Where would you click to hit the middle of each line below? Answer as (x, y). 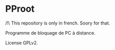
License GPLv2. (22, 43)
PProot (20, 9)
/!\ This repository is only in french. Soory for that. (58, 23)
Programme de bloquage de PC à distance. (50, 33)
